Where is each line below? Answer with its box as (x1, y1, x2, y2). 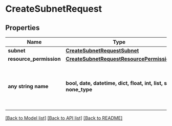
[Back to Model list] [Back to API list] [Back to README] (5, 115, 123, 121)
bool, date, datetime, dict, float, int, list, (66, 80, 163, 87)
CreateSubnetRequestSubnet (66, 47, 139, 54)
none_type (66, 86, 93, 93)
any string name (8, 83, 49, 90)
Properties (5, 23, 40, 32)
